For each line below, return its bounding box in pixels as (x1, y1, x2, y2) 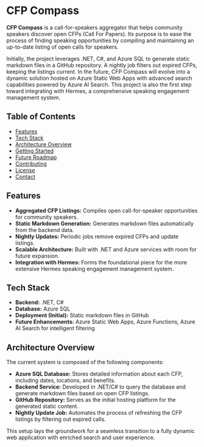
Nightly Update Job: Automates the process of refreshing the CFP (15, 409, 183, 417)
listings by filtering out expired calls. (15, 415, 107, 423)
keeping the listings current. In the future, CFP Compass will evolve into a (6, 68, 191, 75)
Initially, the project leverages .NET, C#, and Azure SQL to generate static (6, 55, 190, 62)
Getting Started (15, 147, 54, 154)
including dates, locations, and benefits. (15, 377, 116, 384)
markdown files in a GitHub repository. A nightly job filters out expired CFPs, (6, 62, 198, 69)
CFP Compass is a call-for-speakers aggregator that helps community (6, 24, 183, 31)
